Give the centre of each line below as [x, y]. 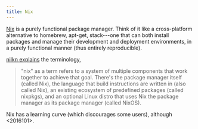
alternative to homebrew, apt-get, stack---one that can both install [88, 35]
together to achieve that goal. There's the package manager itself [101, 77]
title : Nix [20, 12]
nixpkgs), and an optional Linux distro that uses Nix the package [100, 96]
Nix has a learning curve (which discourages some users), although [89, 114]
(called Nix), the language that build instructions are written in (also [103, 84]
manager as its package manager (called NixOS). [81, 103]
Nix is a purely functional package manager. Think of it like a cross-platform [99, 29]
